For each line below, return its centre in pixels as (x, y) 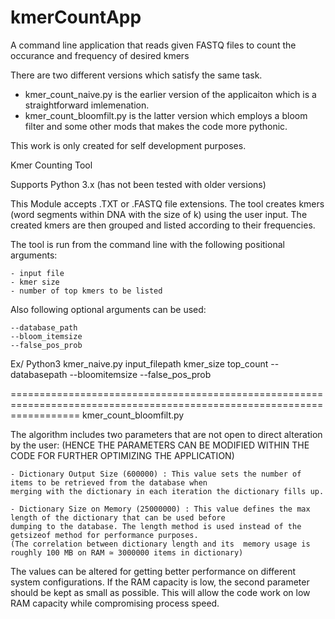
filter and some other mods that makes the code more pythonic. (156, 126)
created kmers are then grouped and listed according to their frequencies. (163, 225)
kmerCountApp (76, 17)
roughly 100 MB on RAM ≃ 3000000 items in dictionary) (127, 552)
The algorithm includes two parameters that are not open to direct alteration (166, 434)
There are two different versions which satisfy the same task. (136, 75)
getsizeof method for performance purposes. (104, 535)
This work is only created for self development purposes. (128, 145)
